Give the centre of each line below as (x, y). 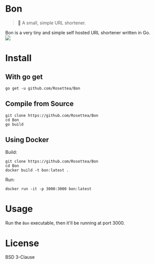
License (22, 243)
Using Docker (27, 140)
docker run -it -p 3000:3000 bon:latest (49, 189)
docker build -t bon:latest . (37, 170)
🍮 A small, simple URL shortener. (52, 23)
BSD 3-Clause (20, 257)
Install (18, 58)
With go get (24, 77)
